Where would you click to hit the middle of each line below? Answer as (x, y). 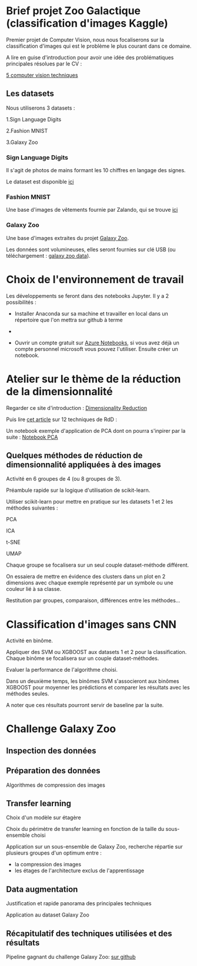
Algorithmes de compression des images (56, 785)
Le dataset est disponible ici (40, 182)
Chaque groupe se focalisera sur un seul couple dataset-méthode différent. (98, 565)
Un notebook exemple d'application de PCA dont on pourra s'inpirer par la (96, 431)
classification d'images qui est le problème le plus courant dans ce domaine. (99, 46)
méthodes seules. (28, 694)
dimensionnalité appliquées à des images (84, 464)
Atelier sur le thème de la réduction (94, 379)
